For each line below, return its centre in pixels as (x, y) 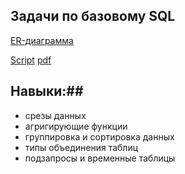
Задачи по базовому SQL (93, 16)
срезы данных (55, 115)
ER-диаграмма (42, 40)
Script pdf (31, 60)
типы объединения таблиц (81, 147)
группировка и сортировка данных (99, 136)
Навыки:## (47, 91)
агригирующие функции (76, 126)
